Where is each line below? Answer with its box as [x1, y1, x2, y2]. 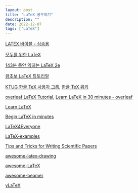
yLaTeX [5, 182, 21, 188]
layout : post [5, 7, 33, 13]
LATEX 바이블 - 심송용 [5, 41, 50, 47]
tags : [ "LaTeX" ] [5, 26, 39, 31]
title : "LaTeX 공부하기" [5, 12, 54, 17]
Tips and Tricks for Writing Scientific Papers [5, 143, 97, 149]
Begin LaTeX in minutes [5, 113, 54, 120]
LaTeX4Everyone [5, 124, 40, 130]
